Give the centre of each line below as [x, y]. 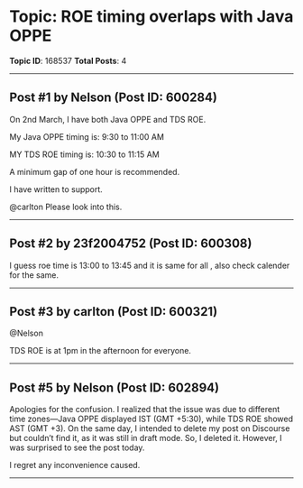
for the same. [34, 275]
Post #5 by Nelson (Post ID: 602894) [114, 387]
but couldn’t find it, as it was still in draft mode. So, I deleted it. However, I [146, 438]
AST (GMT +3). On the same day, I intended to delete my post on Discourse [150, 428]
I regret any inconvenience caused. [75, 465]
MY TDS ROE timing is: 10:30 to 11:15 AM [84, 154]
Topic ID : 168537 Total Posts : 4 [68, 60]
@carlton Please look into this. [66, 207]
